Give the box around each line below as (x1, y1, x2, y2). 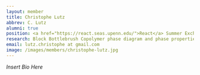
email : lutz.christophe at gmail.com (6, 42, 100, 48)
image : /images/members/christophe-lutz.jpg (6, 47, 118, 53)
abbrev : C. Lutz (6, 19, 46, 25)
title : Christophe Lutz (6, 14, 65, 20)
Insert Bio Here (6, 63, 43, 70)
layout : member (6, 8, 44, 15)
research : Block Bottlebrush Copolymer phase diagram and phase (6, 36, 169, 42)
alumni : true (6, 25, 39, 31)
